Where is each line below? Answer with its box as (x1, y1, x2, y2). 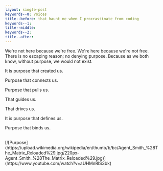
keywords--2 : (5, 30, 32, 35)
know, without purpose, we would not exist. (5, 58, 93, 64)
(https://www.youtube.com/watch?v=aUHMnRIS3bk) (5, 160, 112, 166)
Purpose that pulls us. (5, 87, 49, 93)
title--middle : (5, 25, 36, 30)
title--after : (5, 35, 34, 40)
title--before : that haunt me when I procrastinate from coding (5, 16, 139, 21)
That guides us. (5, 96, 37, 102)
